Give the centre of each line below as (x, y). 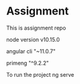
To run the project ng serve (40, 74)
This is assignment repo (36, 28)
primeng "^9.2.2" (28, 63)
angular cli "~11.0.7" (31, 51)
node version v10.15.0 (33, 39)
